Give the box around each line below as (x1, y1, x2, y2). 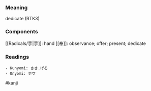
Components (5, 28, 38, 35)
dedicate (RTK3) (5, 16, 40, 22)
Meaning (5, 4, 28, 11)
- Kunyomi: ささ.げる (5, 65, 48, 71)
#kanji (5, 80, 18, 86)
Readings (5, 53, 29, 60)
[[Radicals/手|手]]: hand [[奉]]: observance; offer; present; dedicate (5, 40, 146, 47)
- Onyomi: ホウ (5, 71, 36, 76)
